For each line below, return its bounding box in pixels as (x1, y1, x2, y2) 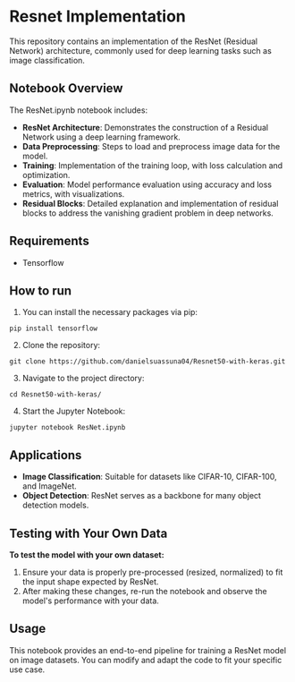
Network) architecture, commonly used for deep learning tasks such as (9, 45, 273, 55)
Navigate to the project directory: (21, 373, 145, 384)
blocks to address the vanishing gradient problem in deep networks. (21, 208, 274, 218)
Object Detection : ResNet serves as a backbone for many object (21, 490, 262, 501)
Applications (9, 448, 82, 463)
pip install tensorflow (9, 324, 98, 333)
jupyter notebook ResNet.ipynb (9, 423, 126, 432)
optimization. (21, 169, 71, 180)
